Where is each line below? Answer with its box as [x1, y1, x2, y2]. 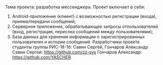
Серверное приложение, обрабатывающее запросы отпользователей [12, 24, 158, 29]
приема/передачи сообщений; [12, 19, 76, 24]
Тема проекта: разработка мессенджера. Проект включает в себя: [5, 4, 145, 10]
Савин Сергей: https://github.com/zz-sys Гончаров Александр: [12, 49, 142, 55]
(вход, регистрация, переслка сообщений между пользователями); [12, 29, 153, 34]
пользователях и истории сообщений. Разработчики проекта [12, 39, 140, 45]
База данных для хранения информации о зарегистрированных [12, 34, 145, 39]
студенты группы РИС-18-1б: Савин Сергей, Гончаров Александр [12, 44, 148, 50]
